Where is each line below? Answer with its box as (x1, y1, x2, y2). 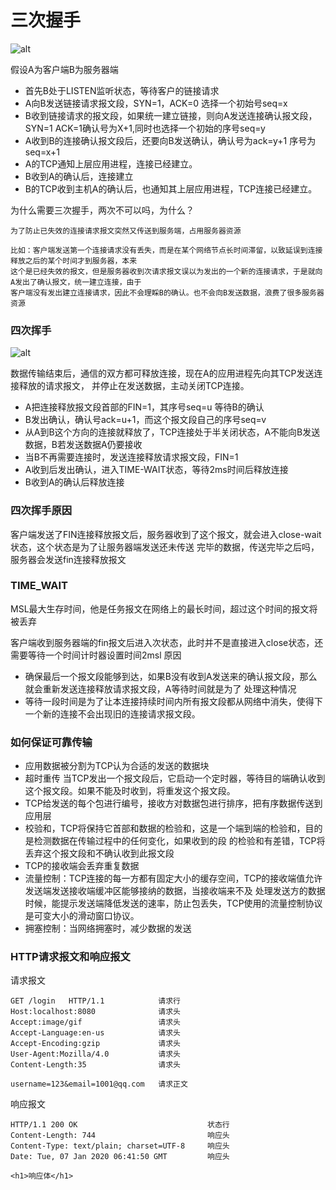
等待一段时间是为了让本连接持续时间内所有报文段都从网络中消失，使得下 (24, 695, 323, 707)
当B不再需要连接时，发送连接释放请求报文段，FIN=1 (24, 451, 239, 463)
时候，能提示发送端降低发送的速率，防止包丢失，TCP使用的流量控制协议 (24, 897, 323, 910)
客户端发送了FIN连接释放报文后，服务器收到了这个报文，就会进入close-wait (10, 528, 322, 540)
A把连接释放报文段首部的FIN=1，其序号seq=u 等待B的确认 (24, 401, 265, 413)
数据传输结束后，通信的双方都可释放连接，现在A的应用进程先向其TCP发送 (10, 367, 315, 380)
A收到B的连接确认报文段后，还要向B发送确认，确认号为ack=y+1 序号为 (24, 134, 317, 146)
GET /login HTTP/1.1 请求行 (10, 996, 181, 1006)
